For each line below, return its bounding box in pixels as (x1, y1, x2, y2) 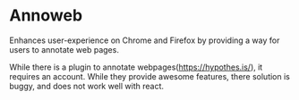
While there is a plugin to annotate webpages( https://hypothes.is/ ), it (9, 62, 263, 72)
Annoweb (9, 5, 83, 26)
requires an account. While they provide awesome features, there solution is (9, 71, 291, 81)
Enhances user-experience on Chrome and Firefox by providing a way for (9, 35, 280, 46)
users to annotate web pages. (9, 44, 119, 54)
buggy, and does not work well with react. (9, 80, 164, 91)
